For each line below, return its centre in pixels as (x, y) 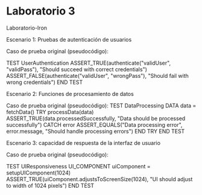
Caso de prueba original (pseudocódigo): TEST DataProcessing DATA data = (101, 105)
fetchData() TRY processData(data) (50, 112)
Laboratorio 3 (41, 11)
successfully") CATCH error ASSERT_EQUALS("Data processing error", (94, 124)
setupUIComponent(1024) (39, 173)
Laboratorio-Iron (27, 28)
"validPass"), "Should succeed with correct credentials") (77, 69)
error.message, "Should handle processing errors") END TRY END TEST (96, 131)
